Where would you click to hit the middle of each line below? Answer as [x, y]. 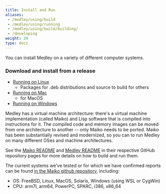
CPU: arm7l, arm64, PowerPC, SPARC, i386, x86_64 [67, 186]
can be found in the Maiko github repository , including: [62, 171]
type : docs [17, 43]
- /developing [22, 34]
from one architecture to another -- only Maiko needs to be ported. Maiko [82, 130]
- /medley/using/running [34, 24]
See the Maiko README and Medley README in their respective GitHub [80, 150]
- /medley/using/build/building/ [43, 29]
